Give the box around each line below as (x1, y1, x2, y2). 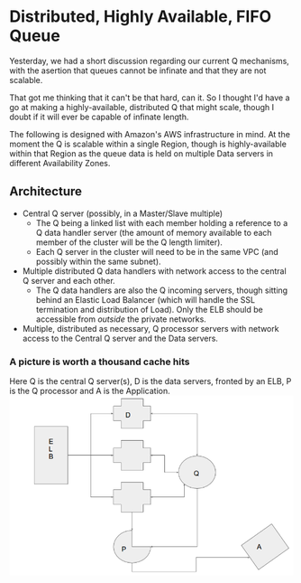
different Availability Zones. (9, 157, 111, 168)
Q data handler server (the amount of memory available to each (35, 227, 272, 238)
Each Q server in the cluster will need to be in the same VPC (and (35, 246, 279, 257)
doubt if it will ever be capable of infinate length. (9, 111, 189, 122)
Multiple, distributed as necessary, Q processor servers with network (22, 323, 279, 334)
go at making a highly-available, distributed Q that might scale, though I (9, 101, 275, 112)
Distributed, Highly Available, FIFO (9, 6, 272, 27)
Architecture (9, 183, 83, 200)
